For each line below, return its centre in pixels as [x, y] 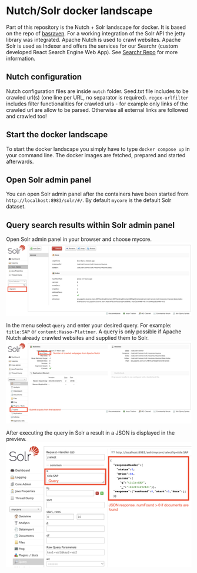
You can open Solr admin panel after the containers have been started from [98, 194]
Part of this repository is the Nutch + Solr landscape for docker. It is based [96, 27]
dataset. [16, 207]
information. [21, 58]
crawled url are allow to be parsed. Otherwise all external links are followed [97, 110]
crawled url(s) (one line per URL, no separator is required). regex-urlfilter [97, 97]
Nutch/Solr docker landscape [79, 11]
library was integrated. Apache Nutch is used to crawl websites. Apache [94, 39]
